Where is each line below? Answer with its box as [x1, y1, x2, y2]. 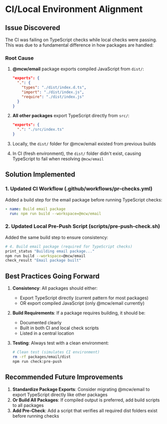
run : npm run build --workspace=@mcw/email [9, 211, 101, 216]
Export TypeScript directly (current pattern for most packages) [19, 295, 149, 301]
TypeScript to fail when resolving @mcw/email [12, 156, 104, 162]
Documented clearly [19, 320, 62, 326]
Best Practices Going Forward [5, 272, 100, 280]
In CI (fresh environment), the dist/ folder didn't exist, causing [12, 150, 141, 156]
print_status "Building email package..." [5, 249, 95, 254]
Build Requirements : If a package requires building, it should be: [12, 310, 146, 316]
